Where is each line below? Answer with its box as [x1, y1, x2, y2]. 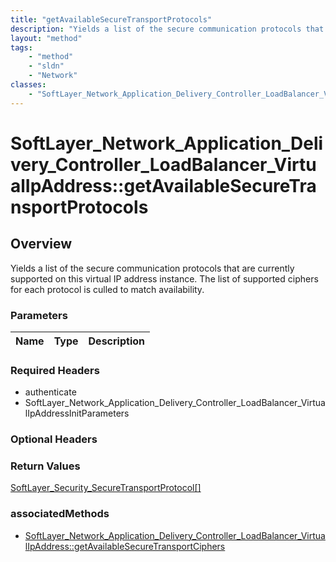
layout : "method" [10, 33, 83, 43]
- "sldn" [28, 61, 65, 71]
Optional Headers [10, 432, 98, 446]
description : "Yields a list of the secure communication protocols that [10, 24, 325, 34]
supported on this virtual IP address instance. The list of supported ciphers [10, 272, 319, 285]
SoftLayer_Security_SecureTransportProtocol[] [10, 482, 202, 494]
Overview [10, 236, 73, 253]
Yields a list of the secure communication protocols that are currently [10, 262, 295, 274]
